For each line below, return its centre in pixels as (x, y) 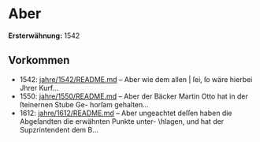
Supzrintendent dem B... (59, 129)
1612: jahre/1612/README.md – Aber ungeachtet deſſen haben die (126, 113)
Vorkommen (39, 60)
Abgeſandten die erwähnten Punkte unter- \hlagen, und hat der (122, 121)
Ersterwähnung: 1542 (44, 35)
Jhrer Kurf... (39, 88)
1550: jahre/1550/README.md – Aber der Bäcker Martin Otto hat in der (134, 96)
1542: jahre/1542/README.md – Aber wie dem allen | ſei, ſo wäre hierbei (136, 79)
